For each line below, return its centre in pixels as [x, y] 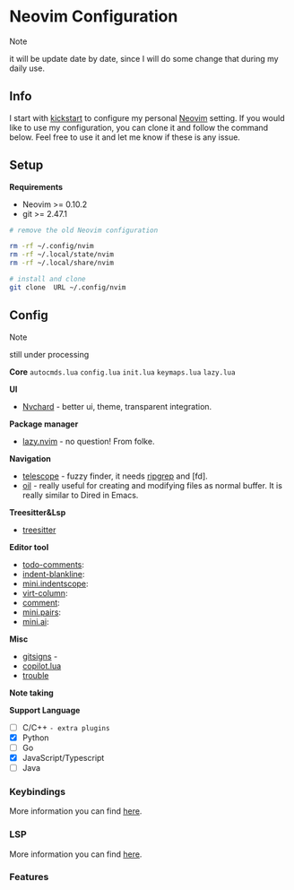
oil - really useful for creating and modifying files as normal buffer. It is [152, 485]
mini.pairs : [41, 612]
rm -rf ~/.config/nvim [52, 246]
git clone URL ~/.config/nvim [68, 287]
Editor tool [29, 547]
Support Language [45, 710]
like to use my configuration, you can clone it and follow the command [139, 127]
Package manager [44, 424]
